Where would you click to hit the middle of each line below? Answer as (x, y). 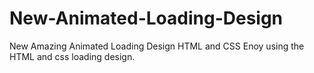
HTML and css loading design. (72, 56)
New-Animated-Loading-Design (146, 18)
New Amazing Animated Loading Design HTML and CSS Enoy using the (157, 46)
